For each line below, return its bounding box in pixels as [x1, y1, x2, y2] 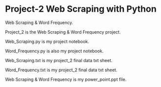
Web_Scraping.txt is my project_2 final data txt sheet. [5, 57, 113, 63]
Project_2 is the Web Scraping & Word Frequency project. [5, 29, 121, 35]
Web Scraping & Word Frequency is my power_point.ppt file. [5, 76, 127, 82]
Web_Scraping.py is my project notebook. [5, 38, 90, 44]
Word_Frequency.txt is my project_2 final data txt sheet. [5, 67, 117, 73]
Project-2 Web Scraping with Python [5, 3, 157, 15]
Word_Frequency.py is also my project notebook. [5, 48, 104, 54]
